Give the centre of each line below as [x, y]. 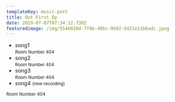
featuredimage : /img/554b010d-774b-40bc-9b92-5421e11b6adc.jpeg [88, 28]
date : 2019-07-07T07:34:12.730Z [46, 23]
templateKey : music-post [37, 12]
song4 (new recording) [40, 84]
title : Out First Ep [32, 17]
